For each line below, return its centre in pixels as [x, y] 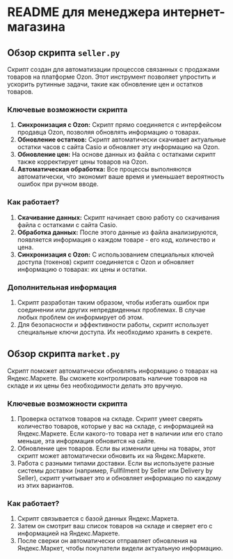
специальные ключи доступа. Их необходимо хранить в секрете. [115, 332]
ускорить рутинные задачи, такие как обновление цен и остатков [105, 84]
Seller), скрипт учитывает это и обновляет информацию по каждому [119, 478]
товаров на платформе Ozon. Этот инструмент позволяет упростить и [112, 77]
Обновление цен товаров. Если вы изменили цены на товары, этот [116, 448]
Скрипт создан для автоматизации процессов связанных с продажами [113, 69]
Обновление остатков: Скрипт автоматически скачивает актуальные [121, 139]
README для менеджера [83, 12]
